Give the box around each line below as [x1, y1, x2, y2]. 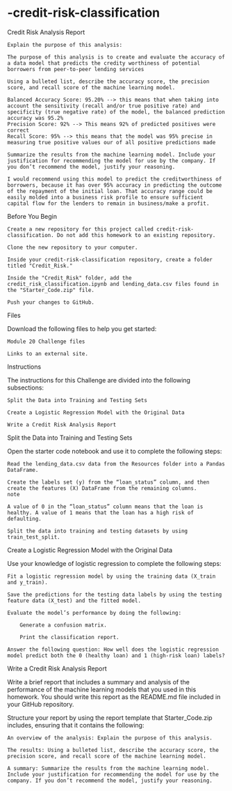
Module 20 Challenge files [7, 338, 85, 345]
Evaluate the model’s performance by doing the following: [7, 609, 182, 616]
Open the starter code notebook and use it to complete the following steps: [7, 447, 222, 455]
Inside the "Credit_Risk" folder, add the [7, 274, 132, 282]
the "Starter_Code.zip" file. [7, 286, 95, 293]
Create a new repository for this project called [7, 225, 154, 233]
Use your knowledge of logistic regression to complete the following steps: [7, 559, 222, 567]
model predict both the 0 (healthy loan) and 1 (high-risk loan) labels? [7, 652, 226, 659]
